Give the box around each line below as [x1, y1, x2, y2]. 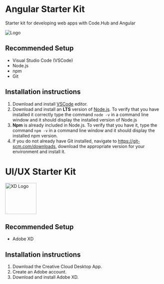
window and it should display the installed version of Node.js [12, 117, 137, 123]
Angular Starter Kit [5, 3, 85, 15]
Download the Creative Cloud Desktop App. [12, 264, 102, 270]
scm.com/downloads [12, 143, 56, 149]
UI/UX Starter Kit [5, 166, 76, 177]
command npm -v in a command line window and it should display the [12, 127, 156, 133]
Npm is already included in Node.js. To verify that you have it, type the [12, 122, 158, 128]
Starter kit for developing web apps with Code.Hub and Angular [5, 20, 136, 26]
